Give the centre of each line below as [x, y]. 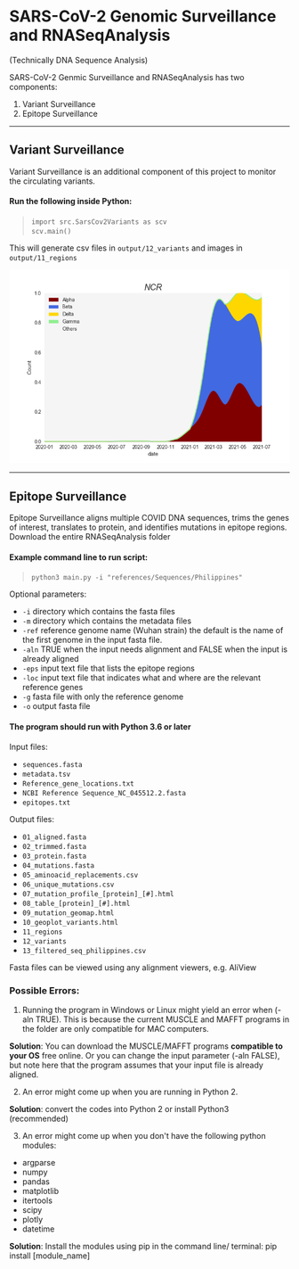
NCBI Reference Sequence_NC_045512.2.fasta [104, 793]
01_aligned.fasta [54, 837]
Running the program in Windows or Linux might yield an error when [147, 1009]
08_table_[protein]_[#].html [76, 903]
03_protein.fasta [54, 856]
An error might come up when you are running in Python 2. [130, 1092]
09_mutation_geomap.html [68, 913]
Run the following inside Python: [71, 202]
